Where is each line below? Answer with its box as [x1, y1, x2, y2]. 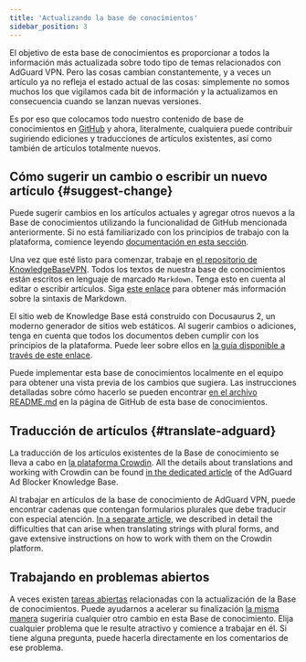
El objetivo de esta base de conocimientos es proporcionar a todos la [9, 47, 270, 58]
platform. [9, 543, 44, 554]
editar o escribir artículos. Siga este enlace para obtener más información [9, 283, 286, 294]
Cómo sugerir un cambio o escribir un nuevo [9, 168, 268, 184]
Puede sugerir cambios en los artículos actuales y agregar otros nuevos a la [9, 208, 295, 219]
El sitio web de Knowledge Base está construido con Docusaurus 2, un [9, 311, 276, 322]
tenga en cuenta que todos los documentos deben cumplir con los [9, 330, 259, 341]
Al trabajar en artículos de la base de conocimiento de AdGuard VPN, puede [9, 495, 296, 506]
